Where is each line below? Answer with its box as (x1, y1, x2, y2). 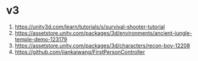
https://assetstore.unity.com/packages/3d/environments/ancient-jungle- (14, 29, 193, 36)
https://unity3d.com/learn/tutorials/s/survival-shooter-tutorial (14, 23, 165, 30)
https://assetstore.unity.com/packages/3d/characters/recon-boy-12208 (14, 42, 190, 49)
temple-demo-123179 (14, 36, 68, 43)
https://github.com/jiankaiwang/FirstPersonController (14, 48, 145, 55)
